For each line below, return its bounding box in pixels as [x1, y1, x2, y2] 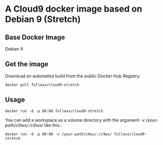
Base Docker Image [5, 33, 65, 41]
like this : [44, 122, 62, 128]
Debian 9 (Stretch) [5, 14, 81, 25]
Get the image [5, 60, 49, 69]
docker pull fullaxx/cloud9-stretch [5, 82, 79, 87]
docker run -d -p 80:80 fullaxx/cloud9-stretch [5, 109, 104, 113]
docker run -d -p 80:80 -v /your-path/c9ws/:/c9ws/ [5, 131, 112, 137]
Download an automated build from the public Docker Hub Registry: [5, 73, 141, 79]
